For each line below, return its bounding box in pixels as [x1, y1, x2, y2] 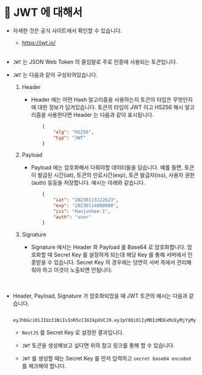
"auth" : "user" [52, 214, 92, 220]
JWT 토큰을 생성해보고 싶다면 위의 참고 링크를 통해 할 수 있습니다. [21, 341, 175, 349]
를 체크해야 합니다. [21, 362, 67, 370]
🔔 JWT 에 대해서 [4, 5, 83, 20]
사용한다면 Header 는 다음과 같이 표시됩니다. [47, 111, 154, 118]
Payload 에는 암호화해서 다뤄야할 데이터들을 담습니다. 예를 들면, [31, 164, 184, 171]
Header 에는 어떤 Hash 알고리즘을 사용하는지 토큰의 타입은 [31, 96, 172, 103]
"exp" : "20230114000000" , [52, 202, 119, 209]
